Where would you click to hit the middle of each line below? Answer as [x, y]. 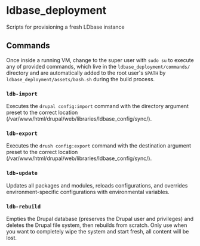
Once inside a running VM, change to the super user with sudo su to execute [100, 60]
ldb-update [22, 173]
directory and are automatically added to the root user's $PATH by [86, 73]
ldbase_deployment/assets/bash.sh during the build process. [81, 79]
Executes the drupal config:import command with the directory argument [98, 106]
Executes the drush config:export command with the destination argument [99, 146]
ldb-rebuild [24, 206]
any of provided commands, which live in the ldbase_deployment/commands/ [98, 66]
